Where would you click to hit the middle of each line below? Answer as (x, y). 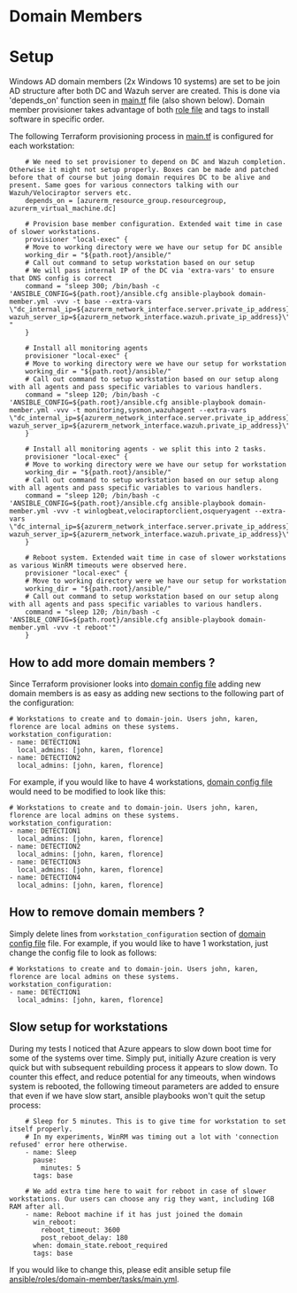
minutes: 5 (61, 1168)
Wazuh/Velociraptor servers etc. (71, 193)
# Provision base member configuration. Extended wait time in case (154, 224)
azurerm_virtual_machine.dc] (63, 209)
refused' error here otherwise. (69, 1144)
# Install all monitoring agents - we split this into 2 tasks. (146, 450)
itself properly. (41, 1129)
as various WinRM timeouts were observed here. (99, 566)
